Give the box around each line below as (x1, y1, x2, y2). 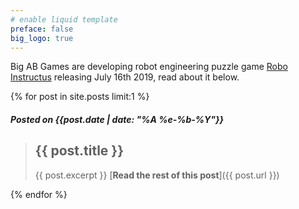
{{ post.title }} (34, 142, 125, 160)
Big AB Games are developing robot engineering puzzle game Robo (10, 61, 288, 73)
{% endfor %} (10, 188, 68, 200)
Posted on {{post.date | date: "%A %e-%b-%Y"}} (10, 113, 225, 125)
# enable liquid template (10, 14, 118, 25)
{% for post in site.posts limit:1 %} (10, 91, 150, 103)
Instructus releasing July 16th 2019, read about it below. (10, 71, 240, 83)
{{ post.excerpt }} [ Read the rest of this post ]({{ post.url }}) (34, 169, 280, 181)
